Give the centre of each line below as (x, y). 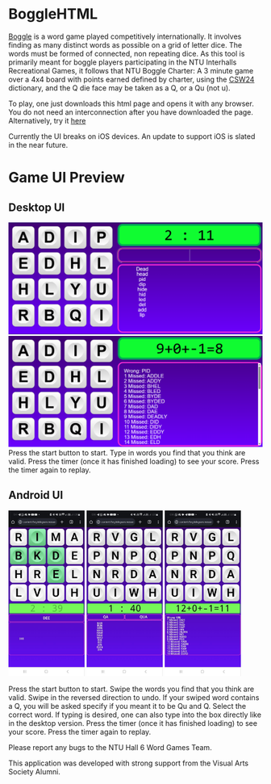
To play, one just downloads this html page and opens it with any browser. (131, 103)
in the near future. (38, 145)
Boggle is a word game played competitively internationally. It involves (125, 36)
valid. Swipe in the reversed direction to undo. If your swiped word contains (134, 697)
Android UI (36, 495)
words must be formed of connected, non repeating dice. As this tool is (127, 53)
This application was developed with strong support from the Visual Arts (128, 763)
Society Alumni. (34, 771)
